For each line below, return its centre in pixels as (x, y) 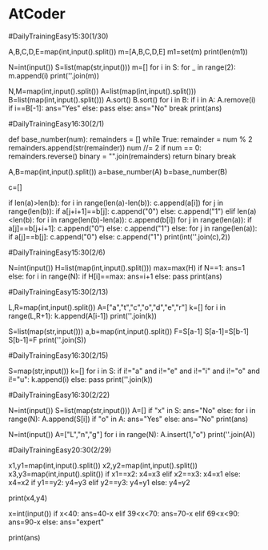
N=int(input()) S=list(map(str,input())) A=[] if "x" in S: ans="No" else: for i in (132, 410)
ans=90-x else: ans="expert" (56, 522)
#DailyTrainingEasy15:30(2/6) (57, 252)
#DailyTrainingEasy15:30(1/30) (58, 36)
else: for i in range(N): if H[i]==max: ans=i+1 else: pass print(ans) (115, 276)
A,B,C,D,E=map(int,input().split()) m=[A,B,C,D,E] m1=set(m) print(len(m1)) (128, 51)
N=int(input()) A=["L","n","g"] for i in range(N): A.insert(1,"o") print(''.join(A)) (132, 434)
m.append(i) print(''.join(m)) (54, 75)
